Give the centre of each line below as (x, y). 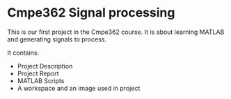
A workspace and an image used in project (79, 88)
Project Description (45, 66)
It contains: (23, 53)
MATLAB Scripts (41, 80)
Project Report (38, 73)
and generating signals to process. (57, 39)
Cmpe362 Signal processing (91, 13)
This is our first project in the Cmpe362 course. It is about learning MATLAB (116, 32)
